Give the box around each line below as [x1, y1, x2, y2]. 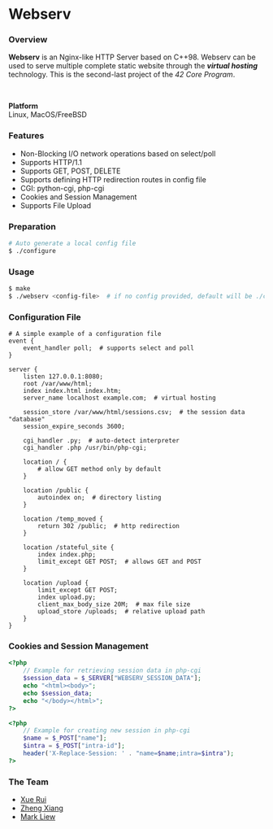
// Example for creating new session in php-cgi [23, 726, 191, 735]
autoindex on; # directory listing [37, 494, 162, 502]
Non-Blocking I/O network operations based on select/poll [19, 148, 216, 159]
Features [8, 130, 45, 142]
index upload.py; [37, 593, 96, 602]
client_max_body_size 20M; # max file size [37, 600, 191, 609]
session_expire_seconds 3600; [23, 422, 126, 431]
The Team [8, 776, 49, 788]
